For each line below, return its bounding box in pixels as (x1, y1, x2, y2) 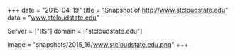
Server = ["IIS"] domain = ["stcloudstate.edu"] (7, 27, 143, 35)
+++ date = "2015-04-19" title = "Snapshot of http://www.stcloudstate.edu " (7, 6, 229, 14)
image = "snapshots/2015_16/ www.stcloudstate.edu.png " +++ (7, 41, 189, 48)
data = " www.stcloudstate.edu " (7, 13, 99, 22)
